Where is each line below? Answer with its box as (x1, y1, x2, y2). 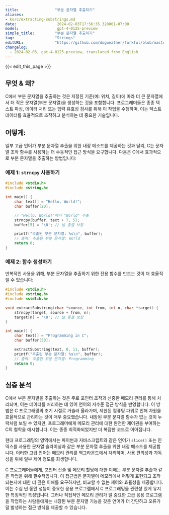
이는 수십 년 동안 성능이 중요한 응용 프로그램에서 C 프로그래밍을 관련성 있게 (5, 486, 152, 492)
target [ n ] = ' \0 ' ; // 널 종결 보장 (14, 315, 84, 320)
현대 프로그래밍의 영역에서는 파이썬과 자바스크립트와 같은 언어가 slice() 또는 (5, 437, 157, 443)
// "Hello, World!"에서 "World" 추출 (14, 213, 89, 218)
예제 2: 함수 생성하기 (5, 258, 52, 265)
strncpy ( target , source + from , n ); (14, 310, 92, 315)
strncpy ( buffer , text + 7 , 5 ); (14, 217, 80, 223)
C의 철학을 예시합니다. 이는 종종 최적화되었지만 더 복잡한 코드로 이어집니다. (5, 426, 152, 433)
